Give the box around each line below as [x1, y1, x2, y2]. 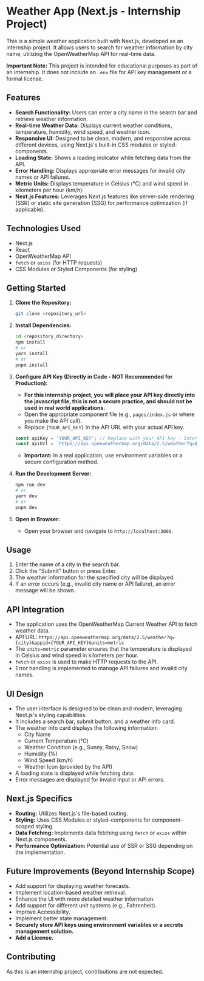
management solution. [15, 927, 74, 935]
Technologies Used [6, 223, 81, 234]
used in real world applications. [24, 404, 106, 411]
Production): [15, 379, 48, 387]
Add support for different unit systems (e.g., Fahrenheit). [15, 901, 157, 909]
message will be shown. [15, 587, 76, 594]
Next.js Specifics [6, 794, 73, 804]
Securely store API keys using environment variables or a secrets [15, 921, 183, 928]
